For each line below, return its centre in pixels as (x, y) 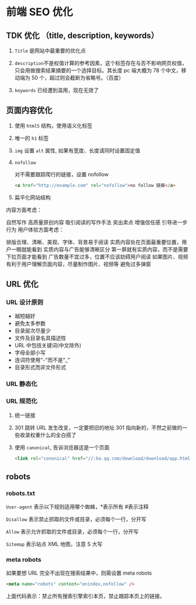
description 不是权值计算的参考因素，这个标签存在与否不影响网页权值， (101, 63)
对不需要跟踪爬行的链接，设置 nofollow (61, 174)
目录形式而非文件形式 (40, 367)
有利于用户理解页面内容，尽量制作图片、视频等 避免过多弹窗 (78, 264)
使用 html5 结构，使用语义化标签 (53, 125)
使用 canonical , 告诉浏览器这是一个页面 (62, 447)
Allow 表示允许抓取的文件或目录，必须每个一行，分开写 (72, 532)
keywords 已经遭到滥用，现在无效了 (57, 90)
